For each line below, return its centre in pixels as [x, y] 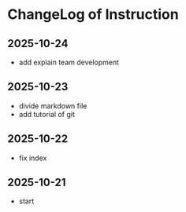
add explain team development [69, 62]
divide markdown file [53, 106]
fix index [33, 158]
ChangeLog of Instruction [93, 15]
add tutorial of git [47, 114]
